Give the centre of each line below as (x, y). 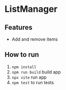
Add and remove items (35, 39)
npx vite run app (29, 77)
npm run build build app (36, 72)
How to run (22, 55)
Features (18, 27)
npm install (24, 67)
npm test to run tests (33, 82)
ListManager (31, 9)
